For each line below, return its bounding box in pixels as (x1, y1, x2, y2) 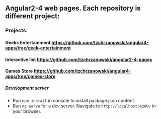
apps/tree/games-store (5, 73, 56, 80)
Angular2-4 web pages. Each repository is (5, 4, 141, 13)
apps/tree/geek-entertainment (5, 45, 71, 51)
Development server (5, 85, 49, 91)
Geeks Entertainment (5, 39, 51, 45)
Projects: (5, 27, 28, 34)
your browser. (12, 108, 42, 114)
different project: (5, 12, 60, 21)
